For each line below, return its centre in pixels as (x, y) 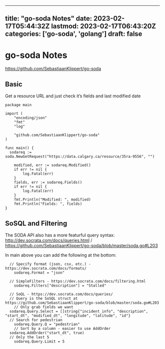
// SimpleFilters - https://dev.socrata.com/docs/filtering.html (78, 281)
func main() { (20, 148)
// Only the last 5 (29, 337)
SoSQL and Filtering (36, 223)
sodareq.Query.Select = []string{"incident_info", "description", (79, 311)
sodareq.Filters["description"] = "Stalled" (60, 286)
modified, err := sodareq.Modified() (53, 165)
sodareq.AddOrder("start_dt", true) (47, 333)
